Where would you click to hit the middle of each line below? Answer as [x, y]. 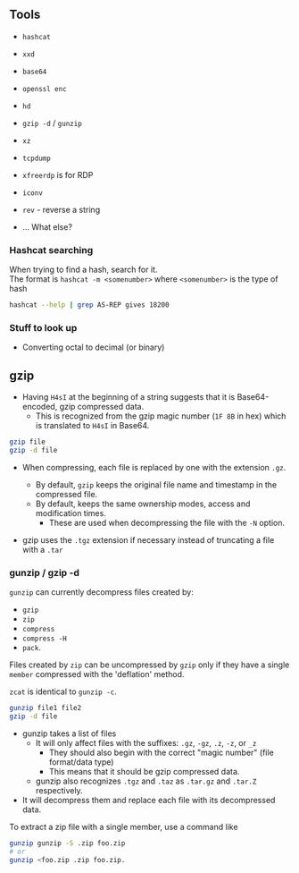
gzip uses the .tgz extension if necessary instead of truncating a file [148, 539]
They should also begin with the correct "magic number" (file [161, 752]
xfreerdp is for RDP [58, 174]
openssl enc [44, 89]
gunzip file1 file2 [46, 708]
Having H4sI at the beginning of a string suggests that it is [129, 397]
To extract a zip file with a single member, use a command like [124, 826]
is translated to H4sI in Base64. [92, 426]
